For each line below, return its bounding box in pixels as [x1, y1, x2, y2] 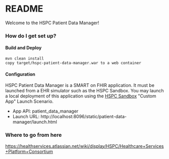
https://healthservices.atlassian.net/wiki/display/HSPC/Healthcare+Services [5, 143, 164, 149]
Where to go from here [5, 132, 62, 139]
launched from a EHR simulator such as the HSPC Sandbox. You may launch [5, 88, 164, 94]
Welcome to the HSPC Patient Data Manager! [5, 20, 100, 26]
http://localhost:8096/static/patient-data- [40, 114, 127, 120]
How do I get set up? [5, 32, 57, 39]
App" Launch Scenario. [5, 98, 54, 104]
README [5, 3, 44, 15]
